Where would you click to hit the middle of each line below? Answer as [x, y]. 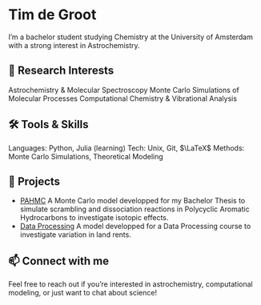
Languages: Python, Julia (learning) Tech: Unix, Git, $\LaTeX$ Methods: [126, 148]
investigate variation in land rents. [76, 235]
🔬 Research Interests [61, 71]
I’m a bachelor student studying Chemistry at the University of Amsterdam [131, 37]
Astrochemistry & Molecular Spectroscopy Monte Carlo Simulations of [124, 90]
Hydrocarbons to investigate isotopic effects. [94, 218]
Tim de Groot [52, 15]
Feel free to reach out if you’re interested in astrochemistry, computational [131, 284]
